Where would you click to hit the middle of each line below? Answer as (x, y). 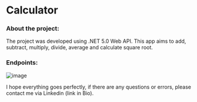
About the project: (33, 29)
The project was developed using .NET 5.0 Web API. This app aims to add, (96, 41)
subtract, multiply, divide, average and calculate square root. (79, 47)
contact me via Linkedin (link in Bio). (50, 93)
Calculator (32, 10)
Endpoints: (22, 63)
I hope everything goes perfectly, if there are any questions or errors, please (98, 87)
